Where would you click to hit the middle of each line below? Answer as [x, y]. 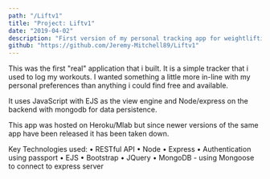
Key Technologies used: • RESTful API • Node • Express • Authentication [130, 149]
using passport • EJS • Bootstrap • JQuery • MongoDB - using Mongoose [131, 158]
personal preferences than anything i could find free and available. [119, 86]
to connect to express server [56, 166]
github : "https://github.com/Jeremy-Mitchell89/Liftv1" [104, 46]
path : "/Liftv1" [35, 16]
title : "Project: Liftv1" [51, 23]
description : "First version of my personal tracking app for [115, 38]
